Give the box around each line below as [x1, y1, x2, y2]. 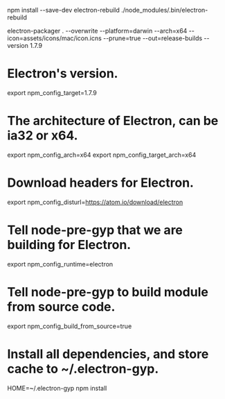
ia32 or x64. [7, 128, 78, 144]
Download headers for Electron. [7, 175, 194, 191]
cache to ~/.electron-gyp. [7, 361, 159, 377]
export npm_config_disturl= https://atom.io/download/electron [7, 198, 183, 206]
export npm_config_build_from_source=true [7, 322, 132, 330]
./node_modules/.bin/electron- [120, 6, 208, 14]
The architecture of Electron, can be [7, 113, 219, 129]
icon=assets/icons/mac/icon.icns [7, 34, 102, 42]
